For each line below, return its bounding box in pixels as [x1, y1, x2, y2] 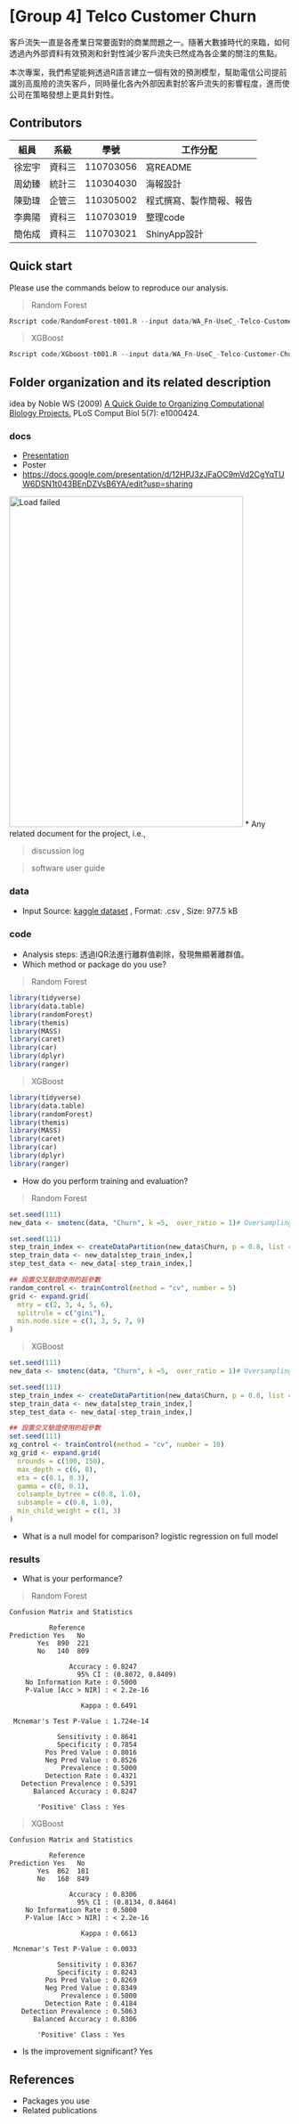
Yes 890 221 [36, 1639, 90, 1648]
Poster [21, 460, 47, 470]
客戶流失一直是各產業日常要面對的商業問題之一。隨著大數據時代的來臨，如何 [9, 37, 290, 47]
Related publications [21, 2105, 98, 2115]
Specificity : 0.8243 [56, 1968, 138, 1977]
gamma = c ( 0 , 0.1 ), [17, 1482, 90, 1491]
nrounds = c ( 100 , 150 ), [17, 1457, 105, 1466]
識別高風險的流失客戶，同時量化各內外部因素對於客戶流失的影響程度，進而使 [9, 78, 290, 88]
